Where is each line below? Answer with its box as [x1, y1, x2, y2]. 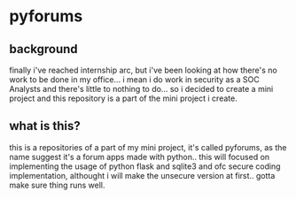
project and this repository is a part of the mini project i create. [9, 93, 238, 103]
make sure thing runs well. [9, 180, 105, 190]
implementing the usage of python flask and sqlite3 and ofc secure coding [9, 161, 281, 172]
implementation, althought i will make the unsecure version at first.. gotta [9, 170, 276, 180]
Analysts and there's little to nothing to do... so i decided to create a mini [9, 84, 274, 94]
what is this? [9, 119, 82, 134]
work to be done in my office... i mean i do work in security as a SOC [9, 74, 260, 85]
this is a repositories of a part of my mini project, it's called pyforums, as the [9, 142, 287, 152]
